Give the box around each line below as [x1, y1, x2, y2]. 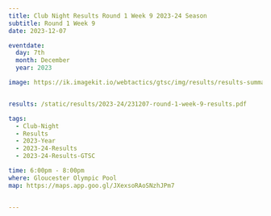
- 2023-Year [15, 137, 56, 145]
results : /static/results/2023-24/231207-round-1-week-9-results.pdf [8, 100, 248, 108]
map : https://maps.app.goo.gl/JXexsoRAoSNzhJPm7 [8, 181, 175, 189]
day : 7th [15, 49, 45, 57]
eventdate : [8, 41, 45, 49]
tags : [8, 114, 27, 123]
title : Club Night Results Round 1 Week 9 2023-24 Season [8, 11, 207, 20]
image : [8, 78, 31, 86]
